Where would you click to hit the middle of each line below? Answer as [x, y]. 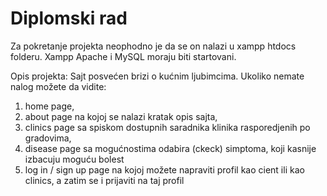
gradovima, [48, 138]
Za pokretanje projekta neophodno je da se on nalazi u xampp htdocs [153, 46]
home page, [49, 106]
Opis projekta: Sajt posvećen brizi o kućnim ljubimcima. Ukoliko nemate [157, 76]
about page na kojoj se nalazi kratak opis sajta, [121, 116]
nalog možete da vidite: [58, 86]
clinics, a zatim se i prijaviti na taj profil [104, 180]
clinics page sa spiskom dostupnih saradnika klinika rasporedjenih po [167, 127]
